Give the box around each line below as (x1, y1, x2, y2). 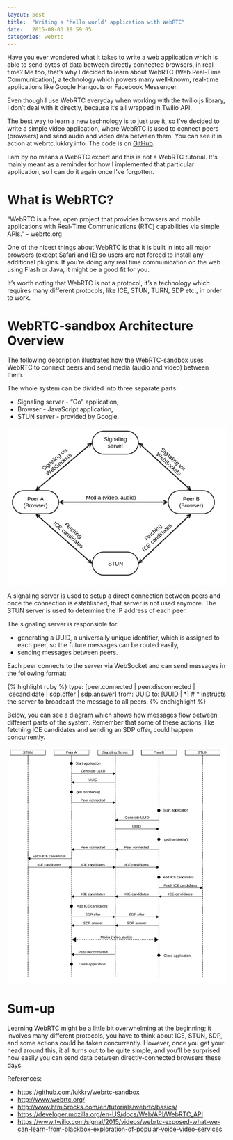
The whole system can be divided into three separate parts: (7, 384, 179, 393)
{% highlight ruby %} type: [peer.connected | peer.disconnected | (7, 682, 195, 690)
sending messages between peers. (17, 648, 118, 656)
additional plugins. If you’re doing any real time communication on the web (7, 258, 221, 267)
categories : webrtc (7, 33, 64, 40)
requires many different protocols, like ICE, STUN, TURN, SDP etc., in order (7, 286, 223, 295)
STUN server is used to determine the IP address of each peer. (7, 606, 188, 615)
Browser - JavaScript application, (17, 405, 113, 413)
